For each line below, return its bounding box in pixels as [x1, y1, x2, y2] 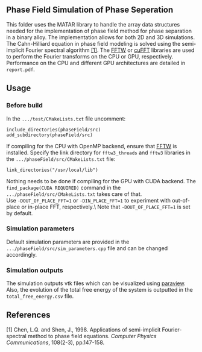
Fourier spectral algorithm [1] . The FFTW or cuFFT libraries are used [25, 46, 195, 54]
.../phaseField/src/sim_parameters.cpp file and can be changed [6, 244, 168, 252]
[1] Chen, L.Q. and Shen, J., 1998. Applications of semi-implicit [6, 325, 161, 333]
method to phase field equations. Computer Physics [28, 332, 157, 339]
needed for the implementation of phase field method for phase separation [6, 27, 192, 34]
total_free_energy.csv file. [6, 292, 74, 300]
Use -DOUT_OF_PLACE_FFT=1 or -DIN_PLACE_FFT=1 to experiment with [6, 196, 171, 204]
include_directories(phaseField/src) [6, 127, 101, 133]
